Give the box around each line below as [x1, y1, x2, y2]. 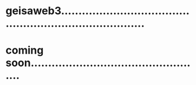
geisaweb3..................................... [5, 4, 190, 18]
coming [5, 44, 44, 57]
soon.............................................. [5, 56, 191, 70]
